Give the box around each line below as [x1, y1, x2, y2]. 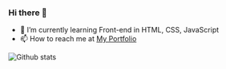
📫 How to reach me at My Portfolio [19, 34, 137, 44]
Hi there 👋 [8, 7, 48, 18]
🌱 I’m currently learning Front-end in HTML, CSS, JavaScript [19, 25, 220, 35]
